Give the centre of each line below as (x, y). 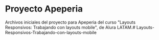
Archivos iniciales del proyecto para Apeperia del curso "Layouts (70, 22)
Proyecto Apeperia (44, 9)
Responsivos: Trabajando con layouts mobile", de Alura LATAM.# (70, 27)
